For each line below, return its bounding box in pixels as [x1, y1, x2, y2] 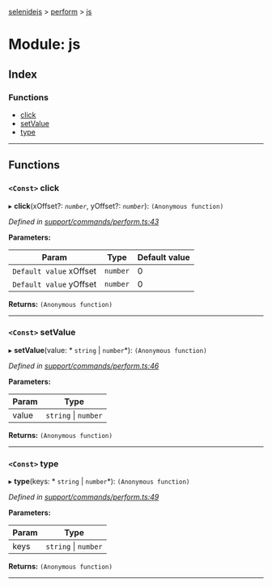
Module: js [8, 36, 81, 53]
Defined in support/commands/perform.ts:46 [8, 360, 159, 371]
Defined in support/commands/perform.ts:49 [8, 492, 159, 502]
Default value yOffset [12, 279, 97, 290]
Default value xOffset [12, 265, 97, 276]
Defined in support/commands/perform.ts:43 [8, 216, 159, 226]
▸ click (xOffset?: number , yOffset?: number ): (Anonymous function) [8, 201, 224, 211]
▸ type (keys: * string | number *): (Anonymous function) [8, 477, 190, 487]
